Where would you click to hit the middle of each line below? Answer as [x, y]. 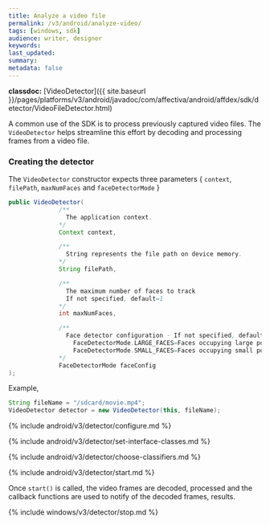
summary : [23, 61]
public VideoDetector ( [46, 203]
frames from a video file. [49, 141]
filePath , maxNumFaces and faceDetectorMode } [84, 188]
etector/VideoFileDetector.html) [60, 108]
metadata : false [35, 68]
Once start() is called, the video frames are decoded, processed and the [131, 488]
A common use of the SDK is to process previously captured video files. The [135, 123]
